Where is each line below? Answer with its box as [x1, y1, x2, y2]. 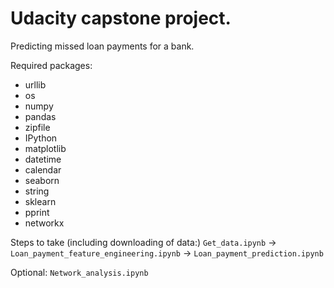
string [24, 185, 50, 197]
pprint [24, 206, 50, 218]
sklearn [24, 195, 57, 207]
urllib [24, 78, 47, 91]
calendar [24, 163, 62, 176]
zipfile [24, 121, 51, 133]
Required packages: [10, 59, 93, 71]
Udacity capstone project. [10, 7, 232, 30]
